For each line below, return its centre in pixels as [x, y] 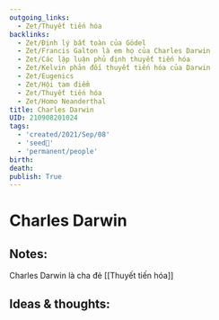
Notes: [28, 254]
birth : [22, 160]
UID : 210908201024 [44, 118]
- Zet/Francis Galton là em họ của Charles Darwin [114, 51]
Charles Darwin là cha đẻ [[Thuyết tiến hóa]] [92, 276]
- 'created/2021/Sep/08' [64, 135]
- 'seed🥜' [35, 143]
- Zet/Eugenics [46, 76]
